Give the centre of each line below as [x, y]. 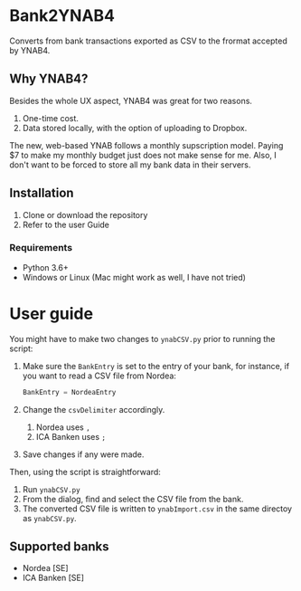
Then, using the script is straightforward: [85, 472]
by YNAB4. [30, 50]
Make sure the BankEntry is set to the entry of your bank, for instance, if [156, 366]
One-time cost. [51, 118]
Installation [42, 193]
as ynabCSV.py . [49, 518]
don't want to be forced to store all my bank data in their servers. [130, 165]
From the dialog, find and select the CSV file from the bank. [133, 499]
